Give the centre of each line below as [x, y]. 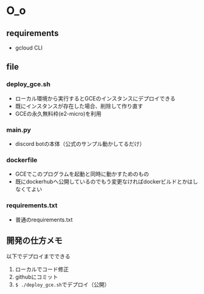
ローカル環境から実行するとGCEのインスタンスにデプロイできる [95, 98]
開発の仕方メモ [34, 241]
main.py [19, 130]
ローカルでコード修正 [42, 270]
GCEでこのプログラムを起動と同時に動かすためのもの [82, 174]
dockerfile [22, 160]
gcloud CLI [29, 48]
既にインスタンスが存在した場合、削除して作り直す [79, 106]
